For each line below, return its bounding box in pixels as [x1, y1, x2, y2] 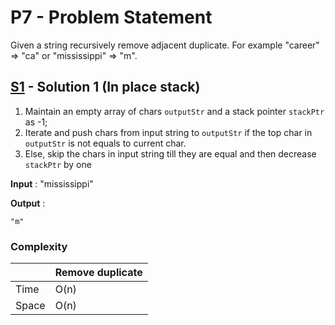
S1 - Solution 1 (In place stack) [10, 79, 201, 96]
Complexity [10, 239, 68, 253]
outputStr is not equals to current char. [24, 137, 187, 149]
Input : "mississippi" [10, 177, 94, 190]
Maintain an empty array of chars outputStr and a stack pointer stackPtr [24, 105, 325, 117]
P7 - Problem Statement [10, 6, 213, 29]
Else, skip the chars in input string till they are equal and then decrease [24, 147, 317, 160]
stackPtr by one [24, 158, 92, 170]
